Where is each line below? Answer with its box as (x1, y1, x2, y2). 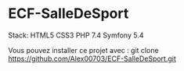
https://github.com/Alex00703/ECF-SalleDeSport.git (8, 54, 176, 63)
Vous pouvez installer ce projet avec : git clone (8, 45, 159, 55)
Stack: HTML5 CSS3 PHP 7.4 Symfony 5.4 (8, 30, 144, 40)
